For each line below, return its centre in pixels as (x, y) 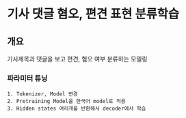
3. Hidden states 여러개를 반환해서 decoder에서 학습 (77, 109)
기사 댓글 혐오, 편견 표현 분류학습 (93, 14)
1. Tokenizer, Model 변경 (43, 94)
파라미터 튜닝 (27, 78)
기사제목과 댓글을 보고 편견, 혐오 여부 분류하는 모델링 (77, 59)
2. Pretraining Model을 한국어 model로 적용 (67, 102)
